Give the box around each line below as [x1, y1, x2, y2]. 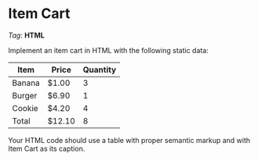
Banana [12, 77, 41, 88]
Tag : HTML [8, 30, 45, 40]
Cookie [12, 102, 38, 113]
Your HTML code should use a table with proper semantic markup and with [8, 135, 251, 145]
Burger [12, 90, 38, 101]
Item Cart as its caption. [8, 144, 85, 153]
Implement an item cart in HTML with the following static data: [8, 45, 209, 55]
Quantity [82, 64, 117, 75]
